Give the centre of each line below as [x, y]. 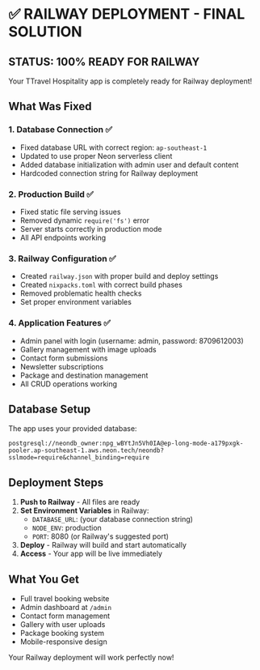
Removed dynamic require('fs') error [85, 220]
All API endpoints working [63, 237]
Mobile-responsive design [63, 642]
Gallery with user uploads [63, 625]
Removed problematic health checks [81, 293]
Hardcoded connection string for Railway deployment [109, 173]
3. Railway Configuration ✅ [63, 258]
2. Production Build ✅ [51, 194]
